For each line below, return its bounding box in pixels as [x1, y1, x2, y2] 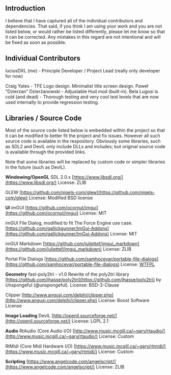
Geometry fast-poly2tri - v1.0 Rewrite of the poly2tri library [5, 271, 130, 277]
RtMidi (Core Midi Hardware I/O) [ [5, 343, 76, 350]
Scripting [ [5, 359, 28, 365]
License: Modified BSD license [28, 195, 93, 201]
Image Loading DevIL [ [5, 313, 53, 319]
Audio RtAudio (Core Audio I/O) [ [5, 328, 75, 334]
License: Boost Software [98, 298, 150, 304]
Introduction [5, 4, 46, 13]
